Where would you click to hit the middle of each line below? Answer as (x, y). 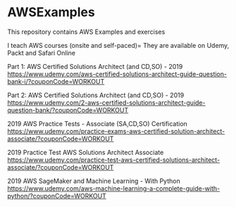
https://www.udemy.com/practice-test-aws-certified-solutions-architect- (114, 160)
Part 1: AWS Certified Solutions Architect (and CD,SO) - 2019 (95, 66)
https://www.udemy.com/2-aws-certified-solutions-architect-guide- (106, 102)
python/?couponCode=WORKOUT (57, 196)
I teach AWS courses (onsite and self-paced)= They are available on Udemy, (118, 45)
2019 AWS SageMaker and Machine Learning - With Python (94, 181)
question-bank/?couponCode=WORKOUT (68, 110)
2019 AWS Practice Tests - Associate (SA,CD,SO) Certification (98, 123)
